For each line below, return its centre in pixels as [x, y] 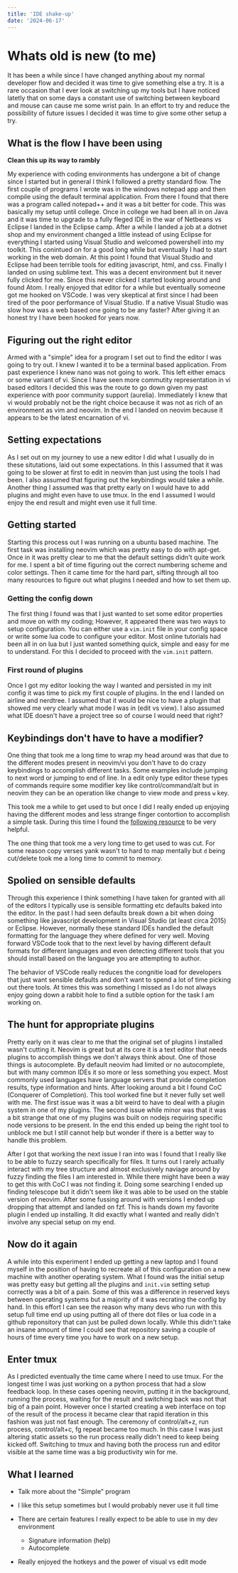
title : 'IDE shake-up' [41, 14]
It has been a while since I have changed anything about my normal [106, 75]
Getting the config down [50, 598]
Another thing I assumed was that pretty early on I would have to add [108, 487]
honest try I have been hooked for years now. [74, 318]
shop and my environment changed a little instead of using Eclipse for [109, 235]
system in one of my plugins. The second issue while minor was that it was [117, 1110]
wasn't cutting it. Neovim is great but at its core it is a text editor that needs [117, 1049]
